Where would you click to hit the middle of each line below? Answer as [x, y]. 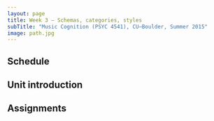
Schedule [29, 61]
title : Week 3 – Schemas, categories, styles [74, 20]
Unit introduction [45, 85]
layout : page [26, 14]
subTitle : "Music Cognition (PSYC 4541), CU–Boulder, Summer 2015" [108, 26]
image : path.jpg [31, 33]
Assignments [37, 108]
